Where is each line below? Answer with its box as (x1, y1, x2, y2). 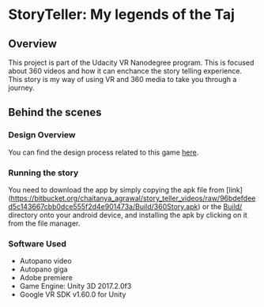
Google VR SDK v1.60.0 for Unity (19, 290, 126, 299)
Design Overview (8, 129, 77, 140)
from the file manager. (8, 219, 81, 228)
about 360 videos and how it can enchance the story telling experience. (8, 66, 243, 76)
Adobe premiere (19, 273, 73, 283)
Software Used (8, 238, 67, 249)
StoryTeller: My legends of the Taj (8, 6, 236, 24)
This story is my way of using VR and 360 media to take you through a (8, 75, 237, 84)
